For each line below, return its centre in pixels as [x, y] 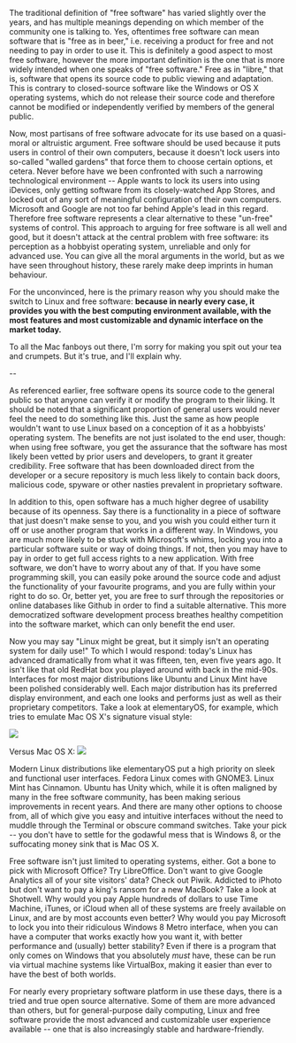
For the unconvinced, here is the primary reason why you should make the [144, 292]
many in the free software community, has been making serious [125, 797]
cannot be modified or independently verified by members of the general [142, 107]
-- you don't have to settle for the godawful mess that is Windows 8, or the [145, 835]
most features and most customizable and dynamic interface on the [136, 320]
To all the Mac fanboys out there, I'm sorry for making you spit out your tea [146, 346]
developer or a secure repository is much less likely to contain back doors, [145, 475]
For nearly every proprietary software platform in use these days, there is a [146, 991]
